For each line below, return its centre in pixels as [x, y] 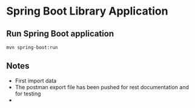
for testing [28, 93]
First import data [36, 81]
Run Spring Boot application [60, 34]
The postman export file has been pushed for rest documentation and [102, 87]
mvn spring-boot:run [32, 47]
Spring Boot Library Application [87, 11]
